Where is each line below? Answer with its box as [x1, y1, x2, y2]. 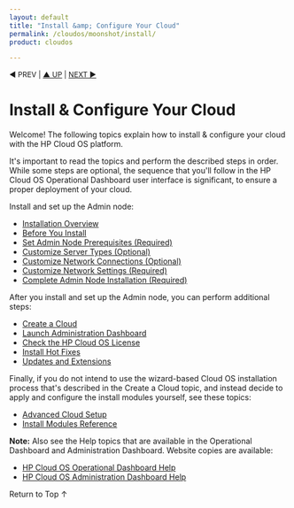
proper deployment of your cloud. [9, 184, 133, 195]
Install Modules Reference [21, 419, 118, 429]
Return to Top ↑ [9, 489, 68, 500]
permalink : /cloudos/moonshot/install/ [9, 29, 157, 38]
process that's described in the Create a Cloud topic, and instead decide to [9, 382, 283, 394]
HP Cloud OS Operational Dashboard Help [21, 462, 176, 473]
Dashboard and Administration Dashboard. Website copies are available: [9, 445, 274, 456]
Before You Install [21, 227, 87, 239]
